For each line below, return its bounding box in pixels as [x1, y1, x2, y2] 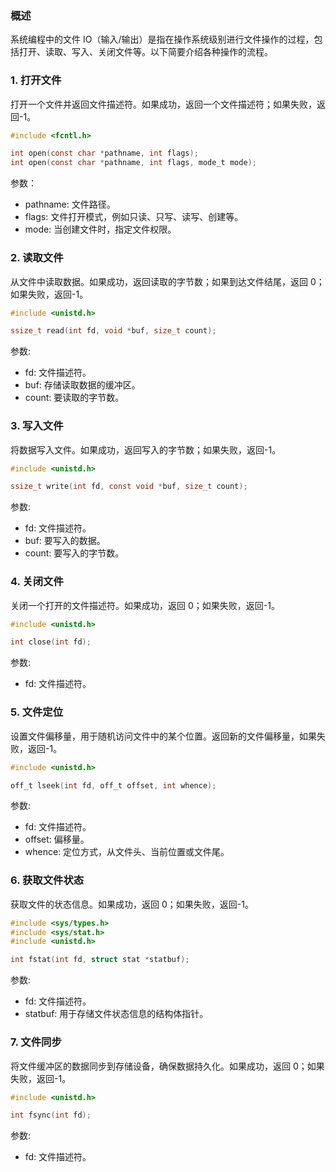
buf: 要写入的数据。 [24, 535, 106, 547]
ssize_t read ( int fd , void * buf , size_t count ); [10, 326, 217, 336]
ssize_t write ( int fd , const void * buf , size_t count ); [10, 482, 248, 492]
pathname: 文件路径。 [24, 198, 116, 211]
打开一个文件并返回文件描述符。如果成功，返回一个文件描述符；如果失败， [10, 98, 317, 110]
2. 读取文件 [10, 251, 64, 265]
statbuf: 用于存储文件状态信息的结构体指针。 [24, 1008, 209, 1020]
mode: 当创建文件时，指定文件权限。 [24, 223, 177, 236]
